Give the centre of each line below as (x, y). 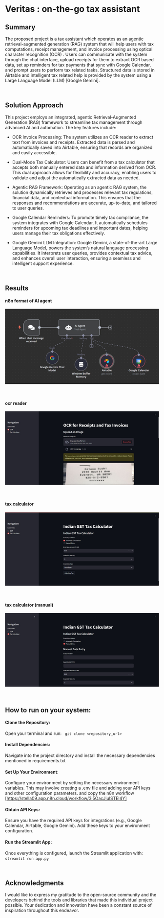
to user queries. (28, 208)
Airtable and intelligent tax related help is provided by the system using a (78, 75)
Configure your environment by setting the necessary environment (72, 783)
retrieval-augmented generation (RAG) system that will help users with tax (79, 44)
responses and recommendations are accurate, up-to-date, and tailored (84, 203)
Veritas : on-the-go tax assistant (72, 9)
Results (17, 288)
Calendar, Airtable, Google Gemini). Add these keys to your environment (78, 825)
